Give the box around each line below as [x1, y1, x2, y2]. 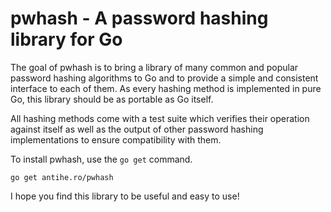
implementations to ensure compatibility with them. [10, 133, 222, 146]
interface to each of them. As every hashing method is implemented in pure [10, 82, 322, 94]
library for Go [10, 28, 123, 51]
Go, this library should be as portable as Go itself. [10, 93, 214, 105]
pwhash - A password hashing [10, 7, 269, 30]
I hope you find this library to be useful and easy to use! [10, 190, 240, 202]
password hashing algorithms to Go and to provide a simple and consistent [10, 72, 319, 84]
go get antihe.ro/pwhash [10, 172, 114, 182]
